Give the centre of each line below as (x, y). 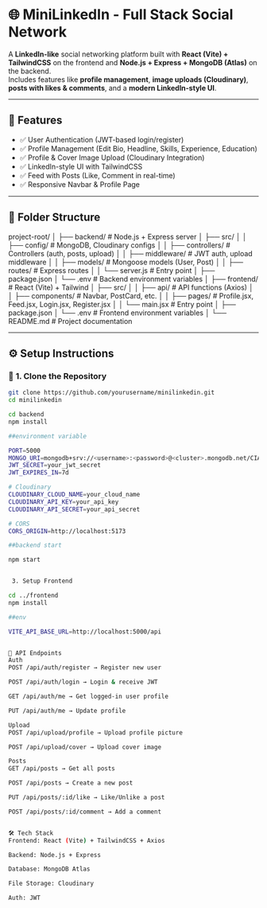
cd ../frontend (33, 595)
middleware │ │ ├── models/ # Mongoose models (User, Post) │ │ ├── (126, 262)
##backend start (35, 546)
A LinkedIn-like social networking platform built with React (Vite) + (118, 54)
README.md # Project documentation (70, 321)
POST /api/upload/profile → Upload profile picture (95, 733)
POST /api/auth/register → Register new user (85, 668)
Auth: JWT (25, 898)
